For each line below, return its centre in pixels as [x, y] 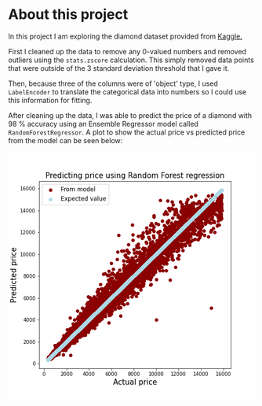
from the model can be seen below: [65, 140]
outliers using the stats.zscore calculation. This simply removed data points [131, 60]
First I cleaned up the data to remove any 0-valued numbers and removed [127, 51]
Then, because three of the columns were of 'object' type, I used [113, 83]
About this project [68, 15]
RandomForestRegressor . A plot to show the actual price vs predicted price [127, 132]
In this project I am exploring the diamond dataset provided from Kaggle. [126, 36]
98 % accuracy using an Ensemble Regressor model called [103, 124]
